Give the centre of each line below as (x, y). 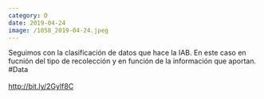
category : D (28, 15)
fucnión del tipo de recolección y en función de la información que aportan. (132, 61)
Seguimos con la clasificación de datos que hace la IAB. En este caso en (127, 53)
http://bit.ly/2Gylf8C (41, 86)
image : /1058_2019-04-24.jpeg (59, 30)
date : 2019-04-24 (37, 23)
